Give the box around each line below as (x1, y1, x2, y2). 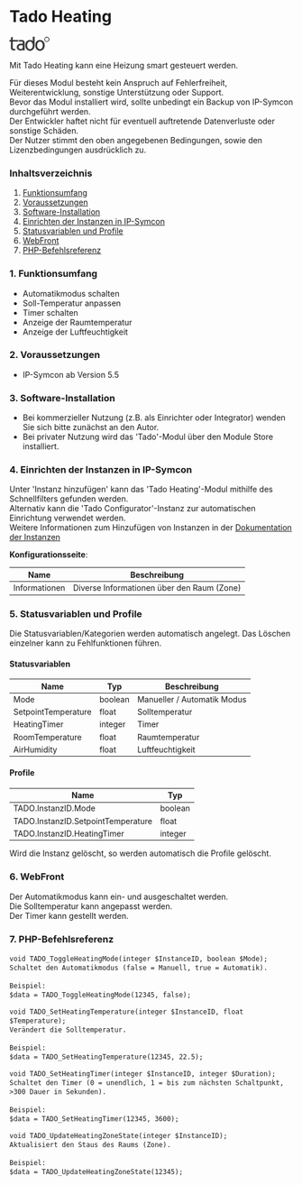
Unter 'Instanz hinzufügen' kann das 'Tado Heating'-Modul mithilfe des (9, 484, 273, 495)
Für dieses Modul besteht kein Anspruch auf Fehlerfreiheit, (9, 77, 228, 87)
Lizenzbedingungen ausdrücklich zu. (9, 144, 147, 155)
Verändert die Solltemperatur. (9, 1025, 127, 1034)
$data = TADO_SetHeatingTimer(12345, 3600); (9, 1114, 179, 1124)
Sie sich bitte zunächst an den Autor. (22, 422, 160, 433)
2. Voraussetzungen (9, 349, 101, 362)
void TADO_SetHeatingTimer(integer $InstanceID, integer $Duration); (9, 1069, 277, 1079)
